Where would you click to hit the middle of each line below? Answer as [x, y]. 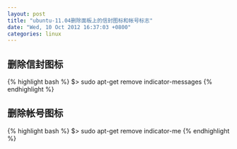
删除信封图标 [35, 64]
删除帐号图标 [35, 113]
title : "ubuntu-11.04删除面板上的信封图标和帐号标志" [80, 21]
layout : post [27, 14]
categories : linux [34, 34]
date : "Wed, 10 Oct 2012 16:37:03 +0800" [69, 27]
